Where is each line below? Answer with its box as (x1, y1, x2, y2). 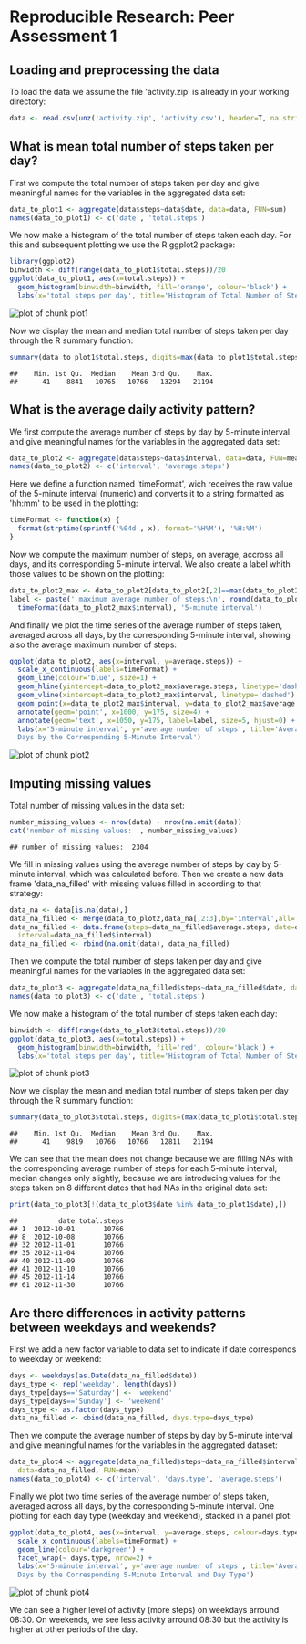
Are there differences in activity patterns (9, 1305, 246, 1321)
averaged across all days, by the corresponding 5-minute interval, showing (9, 629, 291, 640)
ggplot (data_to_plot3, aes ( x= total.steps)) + (9, 1034, 185, 1043)
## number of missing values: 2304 (9, 843, 148, 852)
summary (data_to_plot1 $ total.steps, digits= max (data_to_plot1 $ (9, 352, 255, 361)
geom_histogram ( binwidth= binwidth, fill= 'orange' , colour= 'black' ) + (17, 283, 287, 292)
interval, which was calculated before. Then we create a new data (36, 868, 284, 879)
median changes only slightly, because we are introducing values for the (9, 1173, 281, 1184)
